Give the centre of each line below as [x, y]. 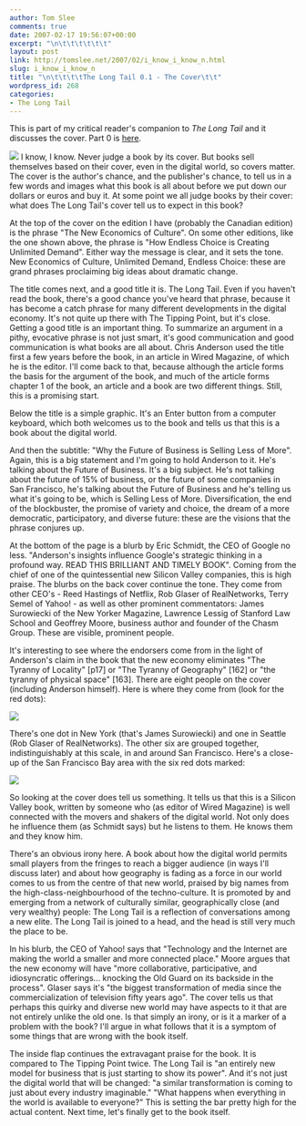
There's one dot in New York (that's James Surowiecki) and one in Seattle [148, 734]
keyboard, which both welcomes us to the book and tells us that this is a [145, 423]
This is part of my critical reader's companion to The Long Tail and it [138, 129]
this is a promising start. [55, 396]
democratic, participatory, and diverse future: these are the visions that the [150, 518]
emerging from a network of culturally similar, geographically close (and [144, 903]
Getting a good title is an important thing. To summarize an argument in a [147, 328]
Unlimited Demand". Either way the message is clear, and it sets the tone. [147, 253]
